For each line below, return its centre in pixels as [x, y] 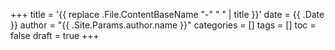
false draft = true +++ [55, 35]
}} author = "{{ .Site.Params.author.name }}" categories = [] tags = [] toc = [163, 25]
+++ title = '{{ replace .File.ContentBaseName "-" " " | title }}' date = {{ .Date [167, 14]
